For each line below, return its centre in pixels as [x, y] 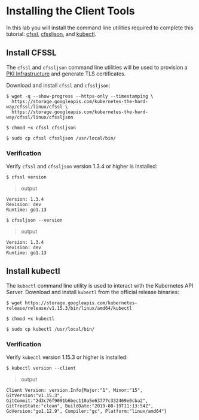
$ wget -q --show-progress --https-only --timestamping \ [80, 96]
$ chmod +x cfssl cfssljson [41, 128]
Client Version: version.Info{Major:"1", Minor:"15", [75, 391]
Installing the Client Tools [71, 11]
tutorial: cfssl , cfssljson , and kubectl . [51, 34]
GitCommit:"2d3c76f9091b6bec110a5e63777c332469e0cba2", [77, 401]
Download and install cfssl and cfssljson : [58, 85]
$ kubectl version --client [41, 368]
